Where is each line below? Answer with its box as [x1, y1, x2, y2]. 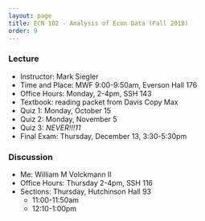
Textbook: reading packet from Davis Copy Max [19, 97, 178, 107]
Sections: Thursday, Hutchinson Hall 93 [19, 186, 152, 196]
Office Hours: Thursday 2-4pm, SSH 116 [19, 178, 154, 187]
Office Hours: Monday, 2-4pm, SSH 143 [19, 88, 152, 98]
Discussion [8, 151, 54, 162]
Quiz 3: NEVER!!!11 [19, 122, 82, 133]
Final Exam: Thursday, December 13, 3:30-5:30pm [19, 131, 187, 141]
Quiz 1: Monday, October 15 [19, 105, 111, 115]
